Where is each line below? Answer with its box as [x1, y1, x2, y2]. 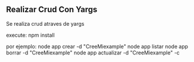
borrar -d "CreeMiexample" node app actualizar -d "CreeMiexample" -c [6, 49, 180, 56]
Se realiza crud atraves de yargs [6, 20, 85, 27]
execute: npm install [6, 32, 55, 39]
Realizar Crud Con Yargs [6, 5, 98, 15]
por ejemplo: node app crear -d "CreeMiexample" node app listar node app [6, 43, 188, 50]
